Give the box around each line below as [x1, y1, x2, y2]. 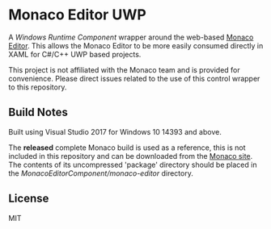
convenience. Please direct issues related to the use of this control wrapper [8, 73, 260, 83]
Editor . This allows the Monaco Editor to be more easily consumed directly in [8, 40, 264, 50]
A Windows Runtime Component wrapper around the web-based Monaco [8, 32, 254, 42]
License [8, 192, 49, 206]
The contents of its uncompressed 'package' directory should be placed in [8, 160, 257, 169]
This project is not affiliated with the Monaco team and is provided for [8, 65, 240, 74]
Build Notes [8, 106, 69, 119]
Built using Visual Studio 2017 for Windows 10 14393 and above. [8, 127, 222, 136]
